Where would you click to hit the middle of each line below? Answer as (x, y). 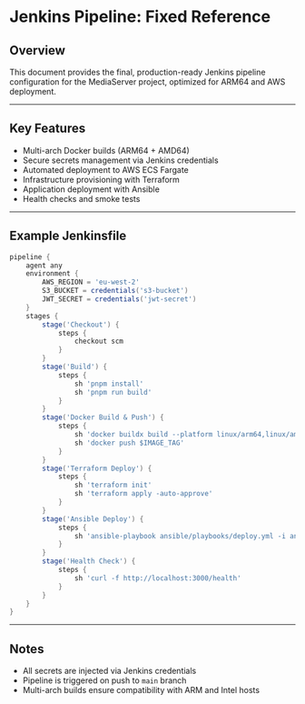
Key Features (48, 129)
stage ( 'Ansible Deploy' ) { (93, 519)
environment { (52, 274)
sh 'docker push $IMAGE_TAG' (129, 443)
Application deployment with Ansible (91, 189)
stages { (42, 316)
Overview (38, 50)
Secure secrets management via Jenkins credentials (121, 160)
